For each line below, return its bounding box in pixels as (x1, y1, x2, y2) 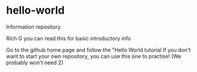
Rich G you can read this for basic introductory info (6, 35, 131, 42)
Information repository (6, 23, 61, 30)
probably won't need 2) (6, 59, 63, 66)
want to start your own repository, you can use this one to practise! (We (6, 52, 182, 60)
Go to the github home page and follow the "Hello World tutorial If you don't (6, 46, 191, 54)
